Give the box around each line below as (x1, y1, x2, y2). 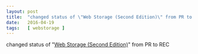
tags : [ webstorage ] (6, 25, 65, 31)
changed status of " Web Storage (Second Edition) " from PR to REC (6, 41, 170, 48)
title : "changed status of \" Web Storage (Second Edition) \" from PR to (6, 14, 193, 20)
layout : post (6, 8, 39, 15)
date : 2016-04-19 (6, 19, 55, 25)
